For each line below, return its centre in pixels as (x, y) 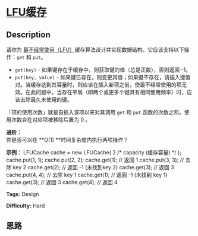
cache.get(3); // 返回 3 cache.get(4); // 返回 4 (62, 182)
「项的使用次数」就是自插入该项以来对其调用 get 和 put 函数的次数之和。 (95, 112)
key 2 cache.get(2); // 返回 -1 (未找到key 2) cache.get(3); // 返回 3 (93, 167)
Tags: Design (23, 194)
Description (28, 34)
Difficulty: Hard (26, 206)
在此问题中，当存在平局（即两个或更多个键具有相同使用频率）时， (106, 92)
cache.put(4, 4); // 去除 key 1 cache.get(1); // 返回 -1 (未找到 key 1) (87, 175)
